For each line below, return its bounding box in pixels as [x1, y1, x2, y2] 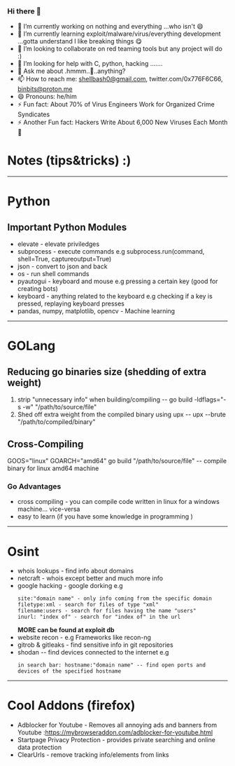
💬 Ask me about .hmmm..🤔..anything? [17, 67, 126, 76]
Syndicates [17, 110, 50, 118]
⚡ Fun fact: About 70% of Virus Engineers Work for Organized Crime [17, 100, 215, 109]
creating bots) [17, 285, 58, 293]
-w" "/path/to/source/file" [22, 403, 97, 411]
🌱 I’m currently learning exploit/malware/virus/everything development [17, 29, 222, 38]
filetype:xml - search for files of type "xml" [17, 601, 159, 608]
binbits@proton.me [17, 85, 73, 93]
